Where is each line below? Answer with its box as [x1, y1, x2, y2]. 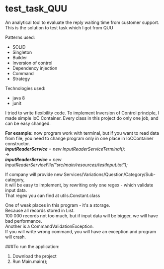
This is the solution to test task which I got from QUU [5, 24, 113, 30]
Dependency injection [12, 65, 58, 71]
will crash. [5, 234, 26, 240]
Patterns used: [5, 34, 35, 40]
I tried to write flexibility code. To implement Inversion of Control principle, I [5, 110, 160, 116]
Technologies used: [5, 85, 46, 91]
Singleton [12, 49, 32, 55]
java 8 [12, 95, 25, 101]
